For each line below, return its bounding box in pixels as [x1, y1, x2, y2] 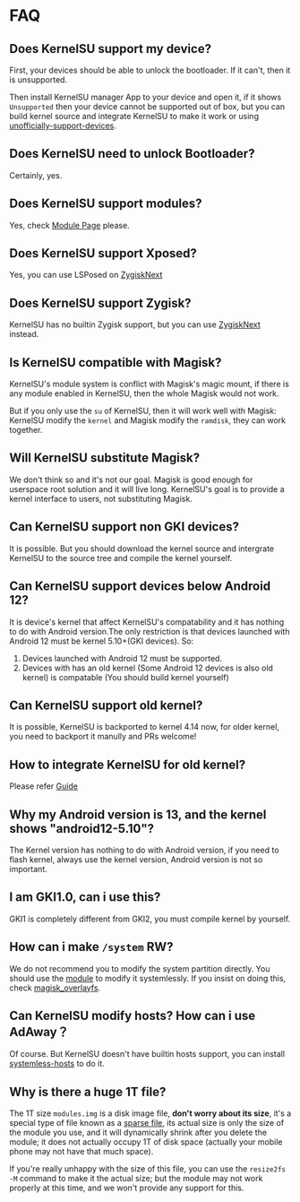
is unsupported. [9, 74, 68, 85]
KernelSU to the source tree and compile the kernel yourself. [9, 552, 233, 563]
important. [9, 863, 47, 874]
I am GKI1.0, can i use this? [9, 889, 161, 905]
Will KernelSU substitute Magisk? [9, 450, 201, 466]
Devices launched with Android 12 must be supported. [21, 653, 222, 663]
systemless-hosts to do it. [9, 1059, 105, 1069]
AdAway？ [9, 1024, 69, 1040]
